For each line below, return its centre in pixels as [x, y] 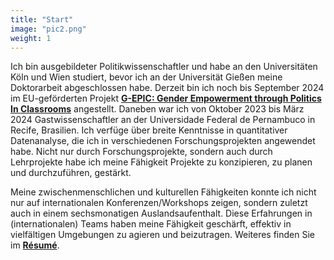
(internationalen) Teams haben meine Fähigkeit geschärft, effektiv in [151, 224]
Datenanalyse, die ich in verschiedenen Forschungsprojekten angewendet [163, 141]
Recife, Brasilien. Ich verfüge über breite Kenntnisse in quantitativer [149, 130]
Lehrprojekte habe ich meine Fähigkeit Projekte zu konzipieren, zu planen [161, 162]
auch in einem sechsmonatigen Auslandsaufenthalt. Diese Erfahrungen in [161, 213]
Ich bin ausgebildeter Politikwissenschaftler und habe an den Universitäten [164, 67]
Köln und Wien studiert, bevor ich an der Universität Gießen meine [146, 77]
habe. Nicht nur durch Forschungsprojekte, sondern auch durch [141, 152]
